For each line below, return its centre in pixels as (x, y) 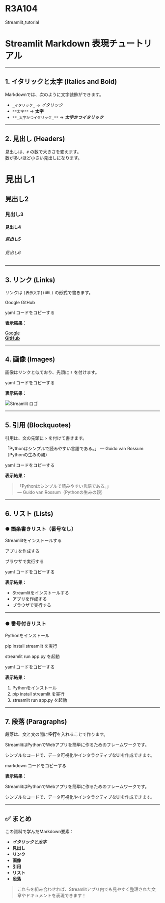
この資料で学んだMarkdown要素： (40, 832)
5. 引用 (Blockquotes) (38, 425)
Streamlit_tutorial (22, 22)
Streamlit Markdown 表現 (57, 44)
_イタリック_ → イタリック (37, 105)
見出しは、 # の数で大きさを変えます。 (43, 152)
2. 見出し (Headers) (35, 139)
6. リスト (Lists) (29, 514)
